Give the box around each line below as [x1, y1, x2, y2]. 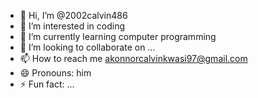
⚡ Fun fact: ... [19, 78, 75, 90]
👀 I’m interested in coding [19, 20, 126, 32]
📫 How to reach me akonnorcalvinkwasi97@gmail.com [19, 53, 248, 64]
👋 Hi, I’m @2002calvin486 [19, 10, 128, 21]
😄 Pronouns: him [19, 67, 92, 79]
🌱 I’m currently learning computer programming [19, 31, 217, 42]
